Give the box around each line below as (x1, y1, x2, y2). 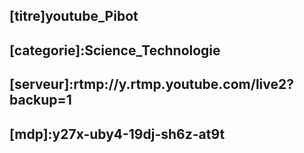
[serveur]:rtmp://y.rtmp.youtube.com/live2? (9, 76, 295, 93)
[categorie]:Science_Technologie (9, 42, 221, 59)
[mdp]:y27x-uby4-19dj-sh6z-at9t (9, 125, 226, 143)
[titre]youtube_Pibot (9, 8, 139, 25)
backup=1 (9, 92, 72, 109)
